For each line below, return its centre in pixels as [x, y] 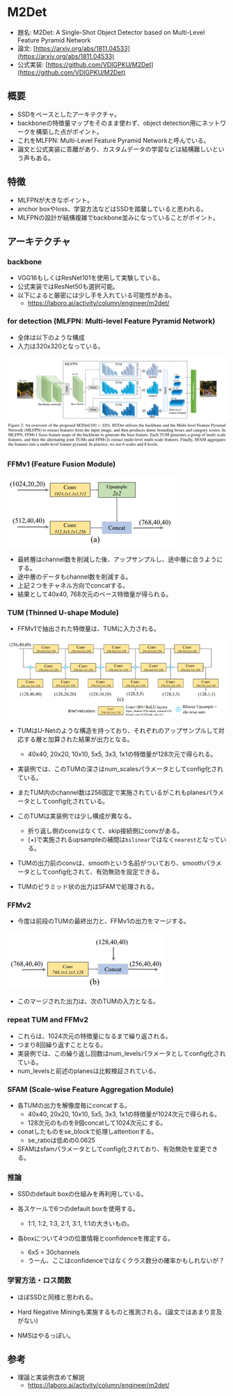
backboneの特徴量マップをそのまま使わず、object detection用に [110, 123]
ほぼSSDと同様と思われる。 [57, 1297]
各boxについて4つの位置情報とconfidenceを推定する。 [96, 1238]
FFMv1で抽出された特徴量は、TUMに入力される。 [88, 629]
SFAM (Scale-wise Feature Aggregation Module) [90, 1089]
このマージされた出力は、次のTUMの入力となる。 [88, 1001]
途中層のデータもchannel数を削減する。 [74, 577]
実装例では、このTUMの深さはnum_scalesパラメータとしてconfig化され [120, 769]
